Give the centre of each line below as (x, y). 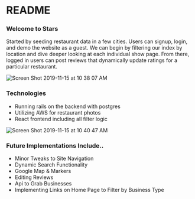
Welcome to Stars (32, 29)
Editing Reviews (34, 177)
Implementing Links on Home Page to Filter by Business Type (89, 190)
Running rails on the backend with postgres (68, 106)
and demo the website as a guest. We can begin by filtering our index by (94, 48)
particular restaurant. (32, 67)
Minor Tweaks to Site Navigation (54, 159)
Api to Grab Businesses (43, 184)
